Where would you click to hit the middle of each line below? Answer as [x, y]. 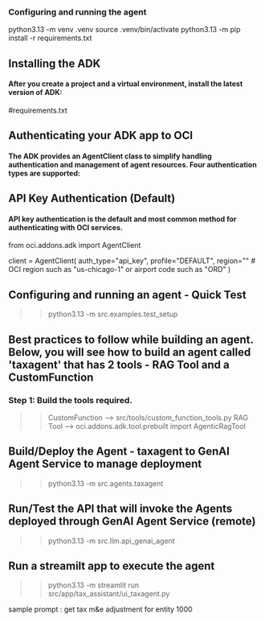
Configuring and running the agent [77, 12]
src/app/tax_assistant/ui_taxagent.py [109, 594]
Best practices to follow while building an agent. [131, 339]
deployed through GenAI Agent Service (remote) [132, 521]
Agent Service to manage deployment [105, 464]
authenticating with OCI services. [65, 227]
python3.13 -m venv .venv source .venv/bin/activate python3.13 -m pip [124, 30]
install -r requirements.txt [50, 38]
